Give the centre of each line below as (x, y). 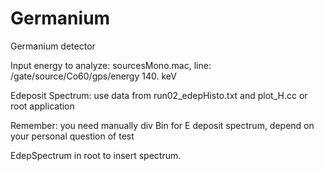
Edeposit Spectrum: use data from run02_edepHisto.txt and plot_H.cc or (159, 95)
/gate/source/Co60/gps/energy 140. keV (93, 76)
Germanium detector (53, 46)
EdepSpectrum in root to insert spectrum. (96, 155)
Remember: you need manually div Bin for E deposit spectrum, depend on (162, 125)
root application (42, 106)
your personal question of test (72, 136)
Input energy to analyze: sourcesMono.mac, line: (111, 65)
